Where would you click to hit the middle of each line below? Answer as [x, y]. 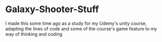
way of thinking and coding [34, 34]
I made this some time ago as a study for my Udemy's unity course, [76, 23]
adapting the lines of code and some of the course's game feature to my [81, 28]
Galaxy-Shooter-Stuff [52, 9]
